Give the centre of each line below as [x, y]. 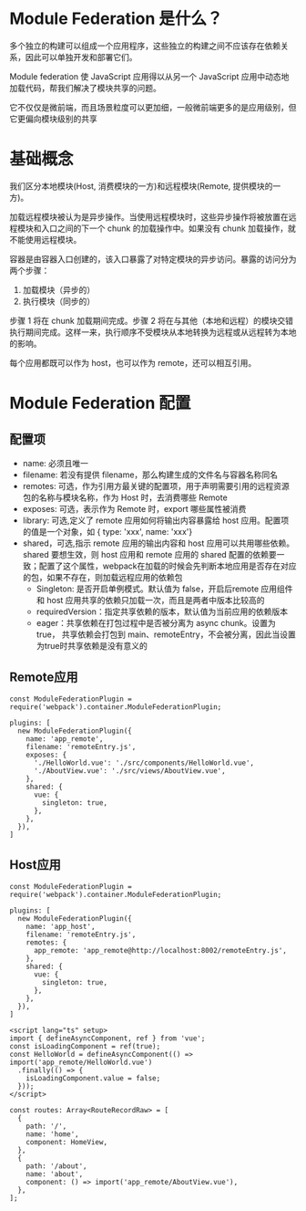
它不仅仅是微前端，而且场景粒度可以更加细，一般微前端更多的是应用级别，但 [153, 107]
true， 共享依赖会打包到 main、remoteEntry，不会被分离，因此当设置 [166, 634]
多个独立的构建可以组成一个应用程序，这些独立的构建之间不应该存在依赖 [145, 46]
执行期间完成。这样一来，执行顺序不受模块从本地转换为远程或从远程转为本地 [153, 332]
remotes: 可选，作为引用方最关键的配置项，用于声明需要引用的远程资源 [156, 485]
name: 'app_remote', [65, 739]
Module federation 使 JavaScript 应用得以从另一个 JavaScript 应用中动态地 [149, 76]
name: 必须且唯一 [56, 463]
